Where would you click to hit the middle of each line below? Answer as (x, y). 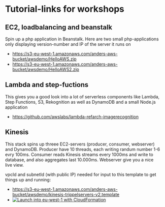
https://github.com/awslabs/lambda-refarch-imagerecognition (75, 117)
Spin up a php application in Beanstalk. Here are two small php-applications (82, 39)
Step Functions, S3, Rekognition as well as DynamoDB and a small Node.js (81, 102)
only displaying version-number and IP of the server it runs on (68, 44)
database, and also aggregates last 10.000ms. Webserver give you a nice (79, 160)
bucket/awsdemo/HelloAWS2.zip (46, 69)
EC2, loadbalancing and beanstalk (59, 27)
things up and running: (28, 179)
